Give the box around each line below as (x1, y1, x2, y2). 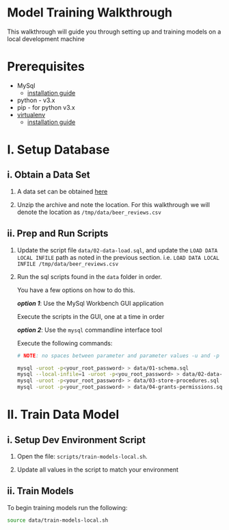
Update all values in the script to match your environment (16, 466, 179, 474)
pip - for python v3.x (16, 103, 75, 111)
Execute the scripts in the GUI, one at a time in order (16, 312, 165, 320)
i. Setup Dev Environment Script (7, 434, 146, 446)
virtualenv (16, 110, 46, 119)
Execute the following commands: (16, 339, 113, 347)
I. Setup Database (7, 142, 110, 158)
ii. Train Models (7, 485, 74, 497)
